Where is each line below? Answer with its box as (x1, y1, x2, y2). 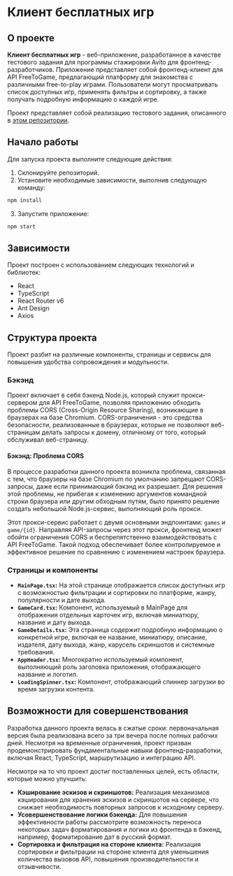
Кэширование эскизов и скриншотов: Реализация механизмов (17, 788, 210, 796)
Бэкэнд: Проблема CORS (7, 452, 84, 460)
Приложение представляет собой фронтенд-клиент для (55, 66, 224, 73)
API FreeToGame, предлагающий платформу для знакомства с (7, 73, 194, 81)
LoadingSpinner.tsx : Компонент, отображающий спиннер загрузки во (17, 677, 225, 686)
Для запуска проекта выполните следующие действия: (7, 155, 173, 163)
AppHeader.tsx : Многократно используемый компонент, (17, 655, 184, 663)
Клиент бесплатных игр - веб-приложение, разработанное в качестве (7, 50, 222, 59)
